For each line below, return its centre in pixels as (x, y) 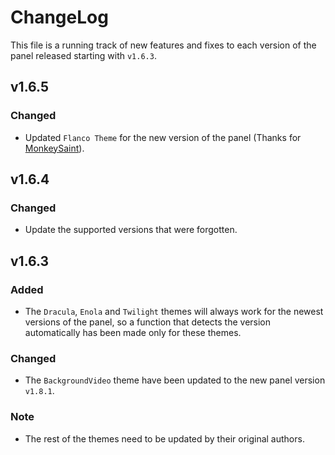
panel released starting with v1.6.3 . (83, 55)
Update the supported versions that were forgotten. (131, 230)
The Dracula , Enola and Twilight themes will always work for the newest (174, 311)
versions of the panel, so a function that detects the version (148, 322)
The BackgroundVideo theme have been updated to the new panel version (175, 380)
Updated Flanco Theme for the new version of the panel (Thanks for (163, 137)
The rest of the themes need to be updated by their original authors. (164, 438)
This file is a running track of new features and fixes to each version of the (163, 45)
